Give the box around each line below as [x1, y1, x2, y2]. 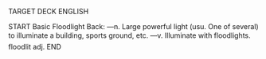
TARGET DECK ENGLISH [8, 7, 89, 16]
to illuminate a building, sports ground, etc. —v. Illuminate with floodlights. [8, 31, 251, 40]
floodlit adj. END [8, 42, 62, 51]
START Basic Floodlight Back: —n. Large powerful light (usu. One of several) [8, 22, 259, 31]
